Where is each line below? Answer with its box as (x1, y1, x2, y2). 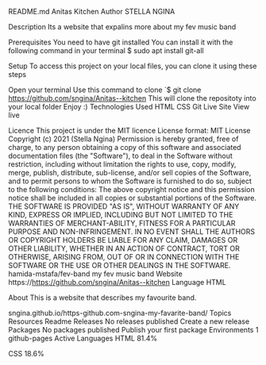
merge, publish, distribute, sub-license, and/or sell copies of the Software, (8, 168, 252, 177)
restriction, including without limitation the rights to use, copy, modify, (8, 159, 237, 169)
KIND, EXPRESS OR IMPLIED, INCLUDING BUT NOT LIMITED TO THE (8, 210, 233, 219)
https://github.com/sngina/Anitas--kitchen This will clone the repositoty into (8, 94, 256, 102)
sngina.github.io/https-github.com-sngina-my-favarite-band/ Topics (8, 309, 232, 317)
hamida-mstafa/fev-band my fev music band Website (8, 269, 183, 279)
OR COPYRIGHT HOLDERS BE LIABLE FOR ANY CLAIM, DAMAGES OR (8, 236, 238, 244)
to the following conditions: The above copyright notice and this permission (8, 185, 256, 194)
